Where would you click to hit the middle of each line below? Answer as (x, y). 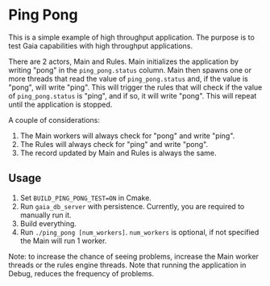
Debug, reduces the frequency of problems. (81, 273)
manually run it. (46, 215)
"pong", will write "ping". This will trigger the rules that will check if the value (135, 87)
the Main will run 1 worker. (63, 241)
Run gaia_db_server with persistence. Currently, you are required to (132, 206)
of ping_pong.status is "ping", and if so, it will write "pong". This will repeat (133, 95)
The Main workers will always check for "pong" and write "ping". (127, 136)
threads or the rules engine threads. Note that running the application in (127, 265)
